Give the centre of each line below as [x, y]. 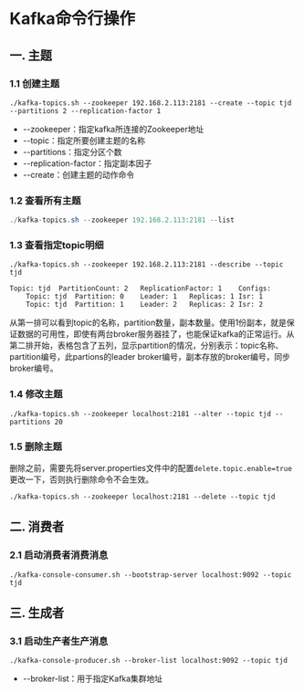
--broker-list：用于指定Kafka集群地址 [93, 679]
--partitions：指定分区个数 [72, 152]
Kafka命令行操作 [73, 19]
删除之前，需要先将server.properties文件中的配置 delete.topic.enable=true [151, 467]
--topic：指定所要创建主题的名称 [84, 140]
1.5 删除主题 [36, 446]
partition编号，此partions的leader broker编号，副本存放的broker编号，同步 [150, 357]
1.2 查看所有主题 [45, 200]
